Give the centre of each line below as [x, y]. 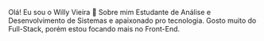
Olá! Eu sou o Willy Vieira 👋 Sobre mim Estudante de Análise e [110, 12]
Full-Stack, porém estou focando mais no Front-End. [94, 29]
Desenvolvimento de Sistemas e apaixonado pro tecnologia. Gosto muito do [132, 20]
